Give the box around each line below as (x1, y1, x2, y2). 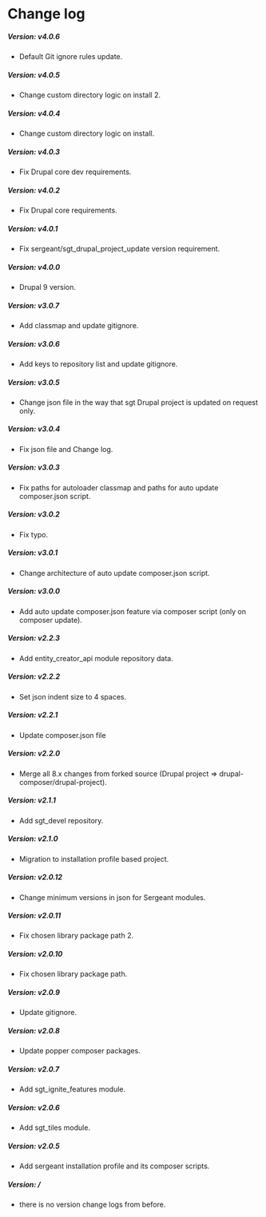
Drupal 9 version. (18, 282, 77, 291)
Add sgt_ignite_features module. (18, 1084, 125, 1094)
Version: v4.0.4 (7, 109, 61, 118)
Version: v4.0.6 (7, 31, 61, 41)
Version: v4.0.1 (7, 224, 58, 233)
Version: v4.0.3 (7, 147, 61, 157)
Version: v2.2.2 (7, 672, 61, 681)
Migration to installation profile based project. (18, 854, 169, 863)
